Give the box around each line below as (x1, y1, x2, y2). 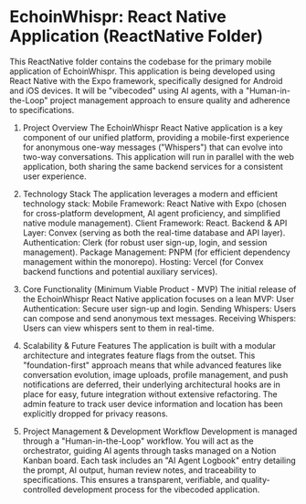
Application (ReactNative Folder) (9, 26, 263, 47)
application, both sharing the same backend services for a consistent (22, 161, 283, 172)
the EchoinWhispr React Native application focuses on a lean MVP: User (22, 293, 295, 304)
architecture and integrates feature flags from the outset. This (22, 350, 256, 361)
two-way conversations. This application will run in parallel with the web (22, 151, 295, 162)
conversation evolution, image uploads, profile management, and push (22, 369, 289, 380)
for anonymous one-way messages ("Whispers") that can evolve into (22, 142, 283, 152)
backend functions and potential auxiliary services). (22, 266, 218, 277)
